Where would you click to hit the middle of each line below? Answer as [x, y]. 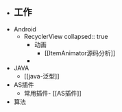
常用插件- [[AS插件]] [53, 93]
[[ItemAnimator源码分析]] [80, 53]
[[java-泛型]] [41, 76]
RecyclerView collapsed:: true [66, 36]
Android [25, 29]
